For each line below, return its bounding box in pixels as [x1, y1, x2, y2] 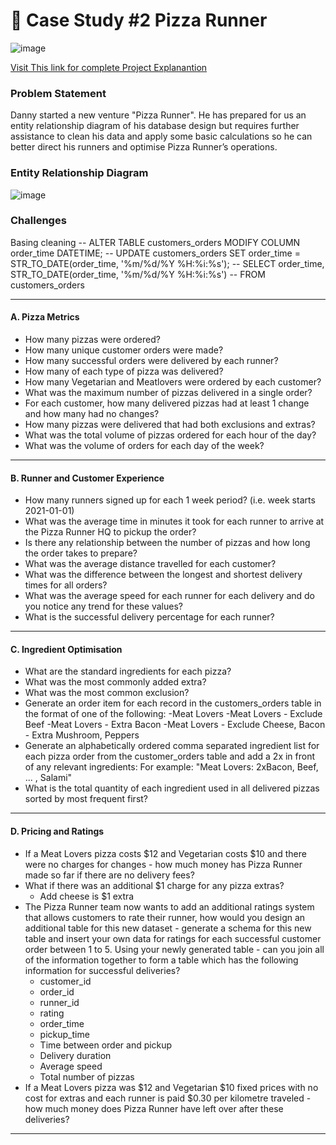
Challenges [10, 214, 67, 228]
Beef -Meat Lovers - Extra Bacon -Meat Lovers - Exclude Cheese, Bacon [24, 719, 326, 731]
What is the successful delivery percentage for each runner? [24, 611, 275, 623]
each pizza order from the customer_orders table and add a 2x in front [24, 750, 316, 763]
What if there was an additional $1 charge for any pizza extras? [24, 879, 285, 891]
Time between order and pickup [39, 1039, 173, 1051]
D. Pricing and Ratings [10, 825, 105, 838]
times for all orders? [24, 579, 108, 591]
